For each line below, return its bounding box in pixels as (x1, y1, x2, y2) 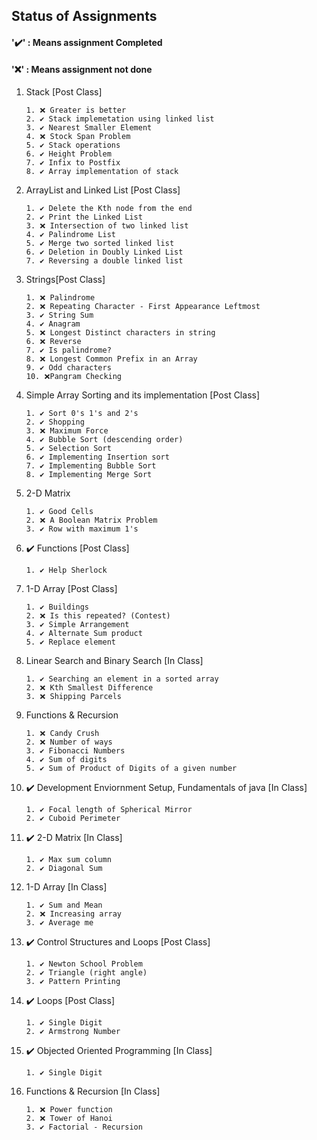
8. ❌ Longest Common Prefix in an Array (25, 354, 198, 364)
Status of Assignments (11, 8, 158, 25)
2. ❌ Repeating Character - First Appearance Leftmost (25, 302, 261, 312)
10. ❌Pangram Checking (25, 372, 123, 382)
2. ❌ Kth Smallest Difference (25, 683, 154, 693)
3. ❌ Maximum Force (25, 426, 109, 436)
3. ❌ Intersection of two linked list (25, 221, 189, 231)
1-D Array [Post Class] (25, 583, 118, 595)
